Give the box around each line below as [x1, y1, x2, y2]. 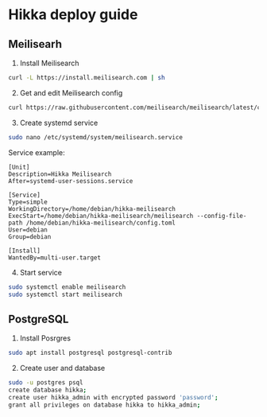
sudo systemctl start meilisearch [8, 290, 123, 298]
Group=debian [8, 232, 52, 240]
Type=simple [8, 197, 48, 206]
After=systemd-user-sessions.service [8, 177, 133, 185]
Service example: [8, 147, 65, 157]
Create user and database [19, 364, 106, 373]
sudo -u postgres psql [8, 379, 83, 387]
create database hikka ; [8, 386, 87, 394]
